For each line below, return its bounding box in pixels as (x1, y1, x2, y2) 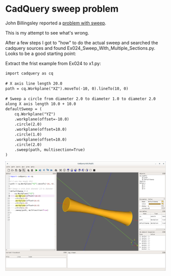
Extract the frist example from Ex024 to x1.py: (5, 60, 101, 66)
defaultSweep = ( (5, 106, 42, 112)
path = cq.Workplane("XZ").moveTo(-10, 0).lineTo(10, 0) (5, 86, 129, 91)
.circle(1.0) (14, 132, 42, 137)
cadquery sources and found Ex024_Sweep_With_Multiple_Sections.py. (5, 45, 156, 51)
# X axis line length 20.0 (5, 81, 63, 86)
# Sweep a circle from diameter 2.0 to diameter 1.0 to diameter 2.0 (5, 96, 156, 101)
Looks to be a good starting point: (5, 50, 76, 57)
